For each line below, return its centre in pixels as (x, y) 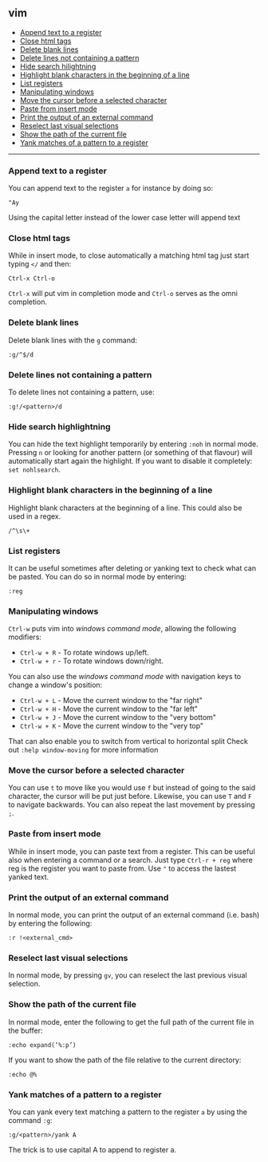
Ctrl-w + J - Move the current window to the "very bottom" (118, 717)
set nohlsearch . (35, 469)
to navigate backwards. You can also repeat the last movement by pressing (132, 804)
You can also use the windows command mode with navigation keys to (125, 677)
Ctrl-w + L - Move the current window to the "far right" (111, 701)
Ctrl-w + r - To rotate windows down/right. (91, 661)
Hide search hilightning (58, 66)
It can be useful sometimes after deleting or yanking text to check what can (132, 568)
